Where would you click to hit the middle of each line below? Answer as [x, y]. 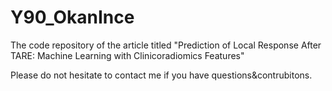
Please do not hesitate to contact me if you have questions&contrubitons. [161, 75]
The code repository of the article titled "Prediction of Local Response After [166, 45]
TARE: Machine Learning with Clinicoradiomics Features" [127, 55]
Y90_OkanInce [72, 17]
